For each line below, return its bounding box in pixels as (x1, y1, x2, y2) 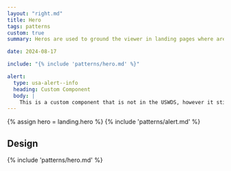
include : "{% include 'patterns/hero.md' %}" (7, 61, 140, 68)
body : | (13, 92, 36, 99)
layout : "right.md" (7, 10, 63, 17)
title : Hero (7, 17, 41, 23)
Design (7, 137, 38, 149)
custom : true (7, 29, 45, 37)
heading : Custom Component (13, 85, 91, 93)
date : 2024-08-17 (7, 48, 57, 55)
